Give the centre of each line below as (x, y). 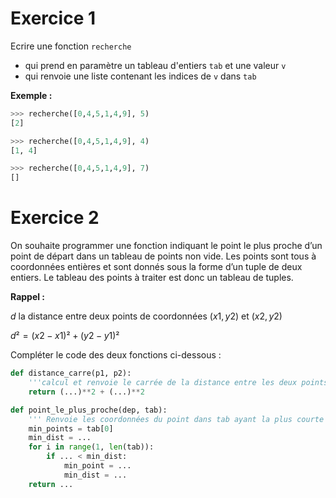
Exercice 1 (53, 18)
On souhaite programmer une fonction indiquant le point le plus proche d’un (166, 246)
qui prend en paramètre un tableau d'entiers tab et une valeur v (155, 65)
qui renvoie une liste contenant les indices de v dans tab (140, 76)
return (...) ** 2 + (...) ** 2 (86, 392)
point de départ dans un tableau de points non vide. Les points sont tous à (163, 256)
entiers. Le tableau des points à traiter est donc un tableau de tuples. (152, 278)
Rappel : (28, 297)
